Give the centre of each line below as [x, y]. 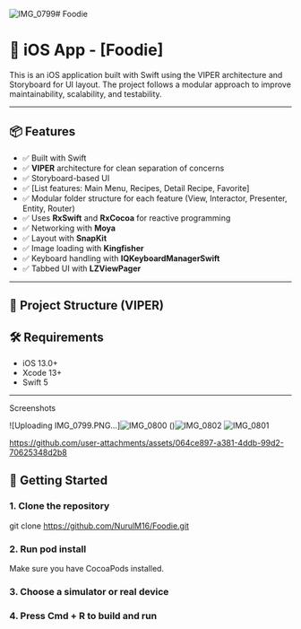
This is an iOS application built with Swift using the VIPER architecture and [146, 74]
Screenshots [33, 407]
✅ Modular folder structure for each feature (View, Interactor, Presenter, [155, 198]
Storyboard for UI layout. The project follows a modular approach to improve [150, 84]
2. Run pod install [48, 549]
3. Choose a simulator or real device [89, 591]
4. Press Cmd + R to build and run [83, 616]
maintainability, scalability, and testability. [86, 93]
